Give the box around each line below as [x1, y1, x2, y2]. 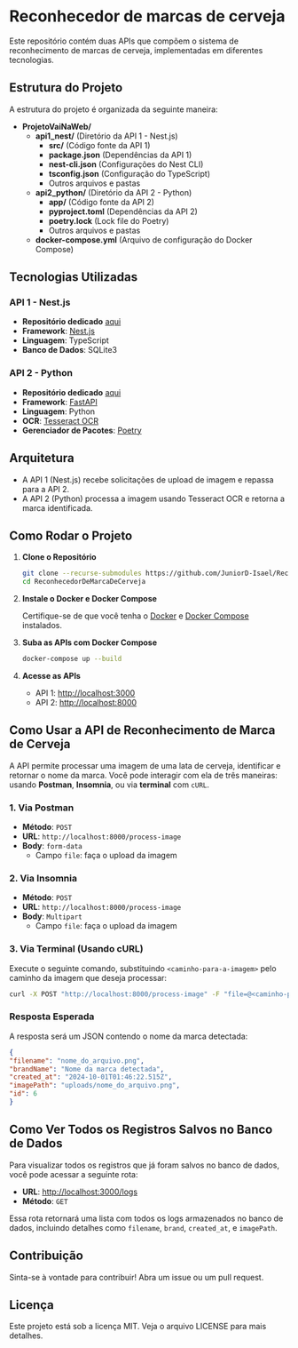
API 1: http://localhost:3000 [35, 687, 136, 698]
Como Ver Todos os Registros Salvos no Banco [9, 1122, 273, 1137]
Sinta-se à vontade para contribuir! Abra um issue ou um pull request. [9, 1272, 264, 1282]
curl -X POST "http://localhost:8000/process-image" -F [9, 989, 220, 999]
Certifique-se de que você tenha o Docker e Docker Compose [21, 610, 250, 621]
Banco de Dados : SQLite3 [21, 345, 118, 355]
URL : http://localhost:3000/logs [21, 1186, 138, 1197]
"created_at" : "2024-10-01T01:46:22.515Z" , [9, 1073, 173, 1081]
